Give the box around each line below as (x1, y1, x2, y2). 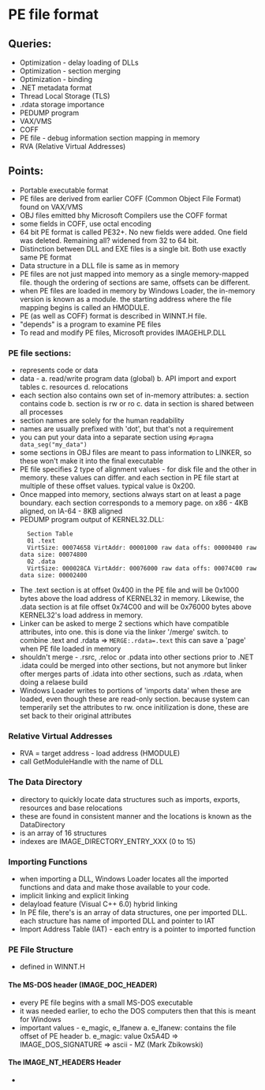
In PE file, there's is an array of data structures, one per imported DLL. (19, 908, 248, 916)
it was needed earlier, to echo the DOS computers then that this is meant (19, 1006, 256, 1015)
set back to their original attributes (19, 711, 132, 721)
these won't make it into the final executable (19, 456, 164, 466)
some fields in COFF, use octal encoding (19, 218, 152, 228)
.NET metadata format (19, 83, 92, 92)
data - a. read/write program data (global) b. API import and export (19, 374, 237, 383)
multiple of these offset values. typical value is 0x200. (19, 481, 196, 491)
